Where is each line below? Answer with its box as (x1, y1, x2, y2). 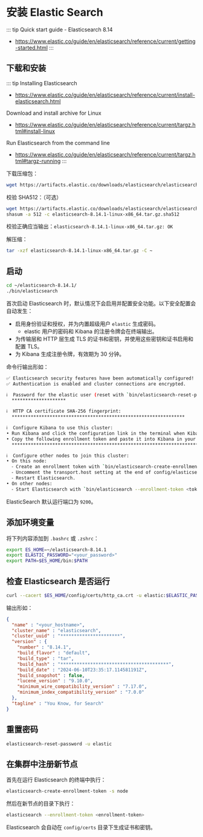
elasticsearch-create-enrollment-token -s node (6, 788, 129, 795)
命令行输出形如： (6, 363, 49, 370)
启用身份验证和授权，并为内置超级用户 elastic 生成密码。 (14, 320, 159, 327)
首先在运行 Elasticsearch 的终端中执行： (6, 776, 106, 783)
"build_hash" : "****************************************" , (17, 661, 174, 667)
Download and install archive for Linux (6, 109, 101, 117)
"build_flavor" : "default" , (17, 650, 91, 656)
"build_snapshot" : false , (17, 672, 85, 679)
